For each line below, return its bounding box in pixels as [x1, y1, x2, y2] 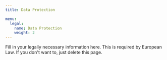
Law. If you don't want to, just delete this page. [5, 49, 102, 55]
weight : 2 [14, 30, 35, 35]
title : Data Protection [5, 7, 55, 12]
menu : [5, 16, 17, 21]
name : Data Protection [14, 25, 62, 30]
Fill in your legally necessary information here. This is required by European [5, 44, 162, 50]
